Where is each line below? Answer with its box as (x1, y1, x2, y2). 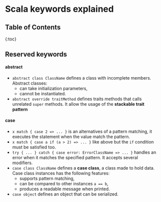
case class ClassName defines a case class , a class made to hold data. (12, 165, 155, 171)
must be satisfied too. (12, 144, 56, 150)
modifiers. (12, 160, 33, 166)
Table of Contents (5, 23, 61, 31)
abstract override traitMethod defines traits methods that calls (12, 96, 142, 102)
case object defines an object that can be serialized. (12, 191, 119, 197)
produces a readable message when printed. (19, 186, 110, 192)
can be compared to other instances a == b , (19, 180, 109, 186)
